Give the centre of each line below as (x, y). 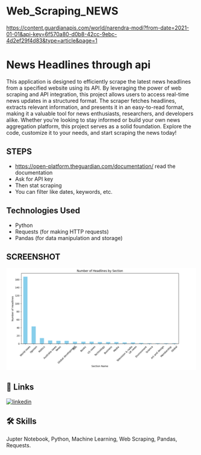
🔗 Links (20, 387)
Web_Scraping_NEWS (62, 11)
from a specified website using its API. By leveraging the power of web (94, 88)
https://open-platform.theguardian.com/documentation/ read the (95, 166)
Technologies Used (43, 211)
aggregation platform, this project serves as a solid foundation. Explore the (99, 126)
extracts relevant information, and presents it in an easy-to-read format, (95, 107)
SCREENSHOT (33, 257)
